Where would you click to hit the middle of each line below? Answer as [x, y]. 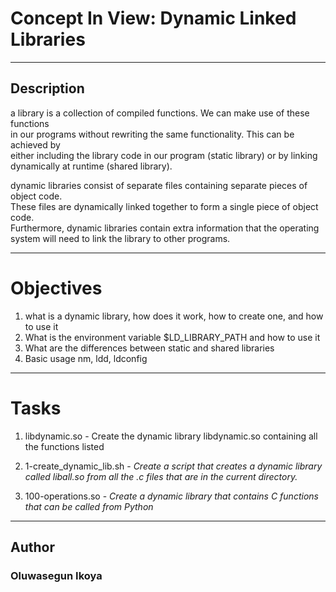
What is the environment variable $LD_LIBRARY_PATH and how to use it [172, 337]
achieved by [35, 144]
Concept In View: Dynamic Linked [153, 18]
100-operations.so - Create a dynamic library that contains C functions [171, 496]
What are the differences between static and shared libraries [149, 348]
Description [47, 88]
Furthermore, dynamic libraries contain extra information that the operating [165, 228]
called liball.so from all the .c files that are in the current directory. [161, 476]
